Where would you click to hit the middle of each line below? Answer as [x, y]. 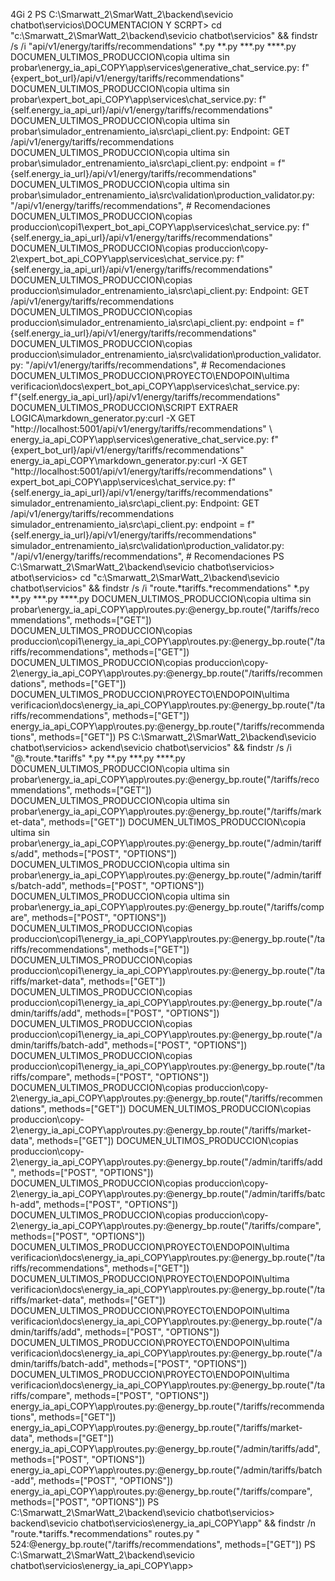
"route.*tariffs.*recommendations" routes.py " [105, 1533]
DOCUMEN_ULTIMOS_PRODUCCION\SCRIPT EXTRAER [124, 407]
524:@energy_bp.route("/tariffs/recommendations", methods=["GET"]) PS [163, 1544]
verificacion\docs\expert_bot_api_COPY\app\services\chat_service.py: [155, 386]
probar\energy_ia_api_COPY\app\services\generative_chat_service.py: [155, 67]
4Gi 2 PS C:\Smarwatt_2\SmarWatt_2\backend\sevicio [122, 14]
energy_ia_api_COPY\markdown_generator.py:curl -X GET [129, 460]
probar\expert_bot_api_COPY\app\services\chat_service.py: [133, 99]
